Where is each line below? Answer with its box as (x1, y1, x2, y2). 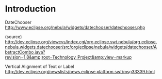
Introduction (5, 3, 56, 14)
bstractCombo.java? (5, 49, 46, 55)
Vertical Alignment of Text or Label (5, 64, 74, 69)
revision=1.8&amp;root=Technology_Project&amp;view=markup (5, 54, 132, 60)
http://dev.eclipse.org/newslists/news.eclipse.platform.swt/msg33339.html (5, 68, 155, 74)
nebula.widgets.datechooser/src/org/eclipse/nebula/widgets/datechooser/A (5, 44, 157, 50)
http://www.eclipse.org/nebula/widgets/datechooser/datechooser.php (5, 24, 146, 30)
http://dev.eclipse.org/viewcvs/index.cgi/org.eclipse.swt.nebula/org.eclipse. (5, 39, 157, 44)
